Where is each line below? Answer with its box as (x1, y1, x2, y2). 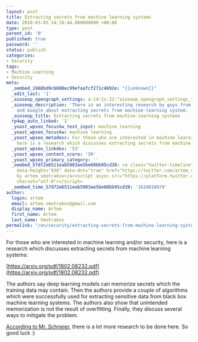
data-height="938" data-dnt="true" (16, 167, 104, 174)
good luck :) (6, 329, 35, 336)
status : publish (6, 47, 46, 53)
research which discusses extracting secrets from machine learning (6, 245, 171, 252)
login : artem (11, 195, 44, 201)
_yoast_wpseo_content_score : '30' (11, 151, 96, 157)
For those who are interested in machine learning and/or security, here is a (6, 238, 187, 245)
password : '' (6, 42, 38, 48)
